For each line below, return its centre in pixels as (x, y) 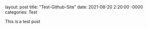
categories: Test (21, 12)
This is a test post (22, 22)
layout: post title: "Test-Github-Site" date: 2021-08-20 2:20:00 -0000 (74, 7)
